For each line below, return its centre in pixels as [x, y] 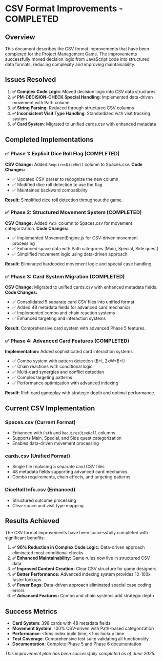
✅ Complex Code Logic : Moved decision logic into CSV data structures [84, 92]
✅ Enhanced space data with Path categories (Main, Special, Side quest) [85, 248]
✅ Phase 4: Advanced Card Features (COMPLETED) [67, 341]
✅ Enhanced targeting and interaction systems [59, 318]
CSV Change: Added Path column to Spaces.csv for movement [69, 223]
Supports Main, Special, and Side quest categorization [67, 438]
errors [18, 590]
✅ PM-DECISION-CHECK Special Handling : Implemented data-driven [82, 97]
